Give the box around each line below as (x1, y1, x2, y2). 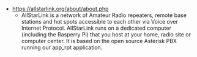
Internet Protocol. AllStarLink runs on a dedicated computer (21, 24, 171, 32)
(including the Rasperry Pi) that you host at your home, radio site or (21, 31, 191, 38)
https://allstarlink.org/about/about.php (12, 5, 109, 12)
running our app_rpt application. (21, 44, 103, 51)
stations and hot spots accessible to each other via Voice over (21, 18, 179, 25)
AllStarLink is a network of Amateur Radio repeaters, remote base (21, 12, 187, 19)
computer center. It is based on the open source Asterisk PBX (21, 38, 177, 44)
